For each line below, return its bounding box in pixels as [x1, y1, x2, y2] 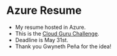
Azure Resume [6, 4, 82, 17]
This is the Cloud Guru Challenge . [15, 30, 99, 37]
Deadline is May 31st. [15, 36, 69, 43]
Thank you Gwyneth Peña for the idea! [15, 43, 112, 50]
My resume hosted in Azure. [15, 23, 86, 31]
